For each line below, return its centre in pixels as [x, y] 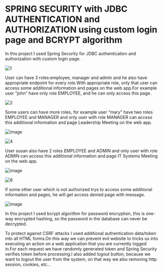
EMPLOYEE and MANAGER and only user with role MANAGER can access [79, 117]
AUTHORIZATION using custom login [81, 30]
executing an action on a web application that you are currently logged [76, 243]
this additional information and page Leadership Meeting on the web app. [79, 122]
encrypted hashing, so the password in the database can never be [81, 218]
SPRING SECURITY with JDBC [66, 9]
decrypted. [16, 224]
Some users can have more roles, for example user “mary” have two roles [79, 112]
